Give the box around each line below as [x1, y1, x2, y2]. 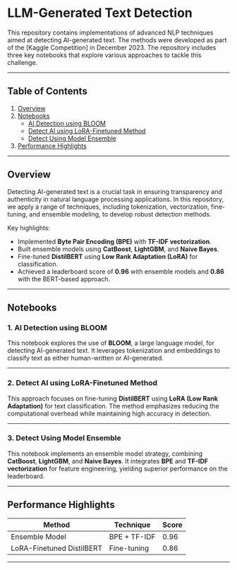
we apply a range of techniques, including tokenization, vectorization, [7, 202, 209, 211]
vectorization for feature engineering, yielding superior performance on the [7, 464, 228, 473]
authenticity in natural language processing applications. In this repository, [7, 195, 224, 203]
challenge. [7, 58, 38, 66]
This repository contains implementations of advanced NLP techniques [7, 28, 214, 37]
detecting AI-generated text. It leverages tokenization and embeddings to [7, 346, 221, 355]
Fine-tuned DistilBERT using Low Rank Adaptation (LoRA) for [17, 252, 198, 260]
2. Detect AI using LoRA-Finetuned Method [7, 378, 157, 388]
